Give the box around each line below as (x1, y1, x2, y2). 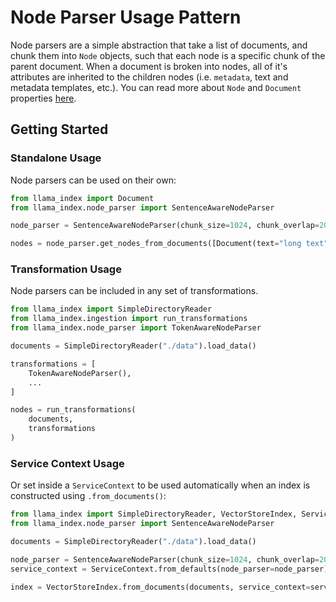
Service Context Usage (10, 456, 125, 470)
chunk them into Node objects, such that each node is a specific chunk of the (10, 49, 326, 61)
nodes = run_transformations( (10, 405, 137, 415)
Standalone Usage (10, 151, 102, 165)
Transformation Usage (10, 262, 122, 276)
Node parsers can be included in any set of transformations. (10, 285, 259, 297)
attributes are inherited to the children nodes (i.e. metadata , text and (10, 71, 289, 83)
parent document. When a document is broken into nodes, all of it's (10, 60, 288, 72)
